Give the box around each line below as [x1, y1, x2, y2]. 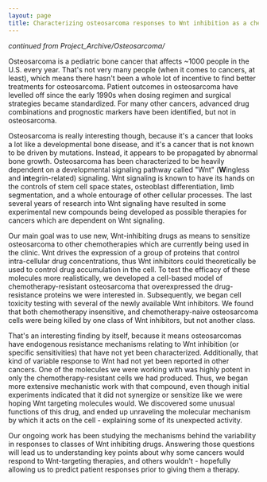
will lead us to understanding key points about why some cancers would [8, 447, 245, 457]
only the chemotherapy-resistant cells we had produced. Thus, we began [8, 373, 249, 383]
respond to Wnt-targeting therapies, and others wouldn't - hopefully [8, 456, 231, 465]
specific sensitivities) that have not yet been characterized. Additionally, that [8, 348, 258, 357]
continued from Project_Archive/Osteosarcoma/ [8, 41, 165, 50]
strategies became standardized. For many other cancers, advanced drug [8, 99, 250, 108]
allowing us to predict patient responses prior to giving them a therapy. [8, 465, 240, 474]
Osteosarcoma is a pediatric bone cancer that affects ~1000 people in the [8, 56, 250, 66]
